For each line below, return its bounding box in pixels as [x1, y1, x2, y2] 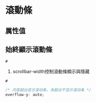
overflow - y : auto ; [5, 92, 44, 97]
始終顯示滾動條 [5, 45, 53, 54]
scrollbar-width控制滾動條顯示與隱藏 [12, 69, 90, 75]
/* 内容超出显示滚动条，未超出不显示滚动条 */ [5, 87, 91, 93]
